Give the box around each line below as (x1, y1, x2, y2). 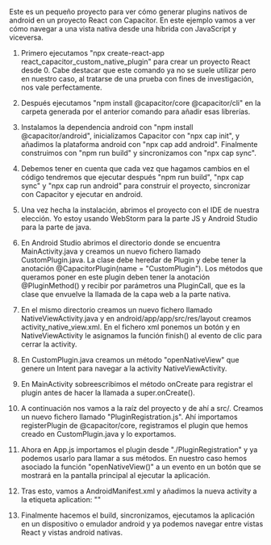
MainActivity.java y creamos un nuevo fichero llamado (20, 246, 201, 256)
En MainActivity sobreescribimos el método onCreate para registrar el (20, 379, 253, 388)
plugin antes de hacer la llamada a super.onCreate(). (20, 388, 196, 397)
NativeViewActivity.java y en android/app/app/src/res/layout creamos (20, 314, 252, 323)
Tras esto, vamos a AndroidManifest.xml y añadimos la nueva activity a (20, 486, 257, 496)
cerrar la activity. (20, 339, 77, 349)
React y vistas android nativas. (20, 528, 123, 537)
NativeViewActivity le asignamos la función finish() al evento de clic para (20, 331, 263, 340)
